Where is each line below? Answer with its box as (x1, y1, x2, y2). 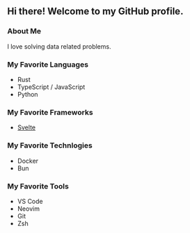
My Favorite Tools (7, 181, 70, 191)
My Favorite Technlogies (7, 140, 93, 150)
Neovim (17, 204, 40, 213)
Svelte (17, 123, 36, 131)
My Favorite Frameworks (7, 107, 93, 117)
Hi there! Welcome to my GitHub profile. (7, 6, 184, 17)
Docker (17, 156, 39, 165)
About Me (7, 26, 42, 36)
